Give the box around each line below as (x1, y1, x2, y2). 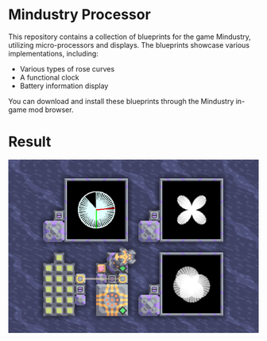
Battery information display (19, 81, 109, 91)
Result (8, 133, 52, 151)
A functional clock (19, 72, 79, 82)
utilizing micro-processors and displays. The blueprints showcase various (8, 40, 250, 49)
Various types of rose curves (19, 64, 115, 73)
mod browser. (28, 105, 74, 114)
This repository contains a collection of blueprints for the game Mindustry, (8, 32, 252, 41)
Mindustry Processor (8, 6, 151, 24)
